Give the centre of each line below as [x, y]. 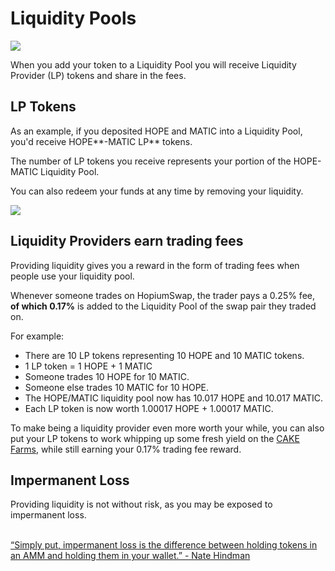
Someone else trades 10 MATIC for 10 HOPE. [117, 387]
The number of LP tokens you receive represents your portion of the [151, 161]
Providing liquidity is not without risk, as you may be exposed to [141, 504]
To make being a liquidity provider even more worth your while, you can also [167, 428]
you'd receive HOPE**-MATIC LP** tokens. [101, 141]
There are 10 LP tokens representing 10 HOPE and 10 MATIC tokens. [164, 355]
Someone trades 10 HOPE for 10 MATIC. [107, 376]
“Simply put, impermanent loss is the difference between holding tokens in [164, 545]
